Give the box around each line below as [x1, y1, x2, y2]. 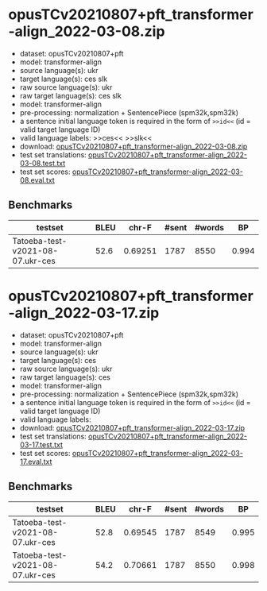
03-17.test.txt [19, 439, 64, 450]
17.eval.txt [19, 457, 52, 466]
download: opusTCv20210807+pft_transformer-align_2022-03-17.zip [19, 423, 245, 432]
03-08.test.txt [19, 158, 66, 168]
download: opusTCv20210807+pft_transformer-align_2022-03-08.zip [19, 141, 248, 151]
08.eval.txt [19, 175, 56, 184]
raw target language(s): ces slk [19, 91, 122, 100]
